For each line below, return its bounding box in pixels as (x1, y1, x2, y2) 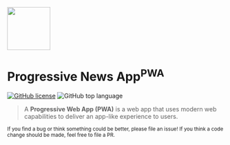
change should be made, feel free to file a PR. (7, 132, 116, 139)
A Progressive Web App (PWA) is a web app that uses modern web (23, 105, 217, 113)
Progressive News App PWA (7, 67, 165, 85)
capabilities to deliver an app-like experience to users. (23, 113, 178, 121)
